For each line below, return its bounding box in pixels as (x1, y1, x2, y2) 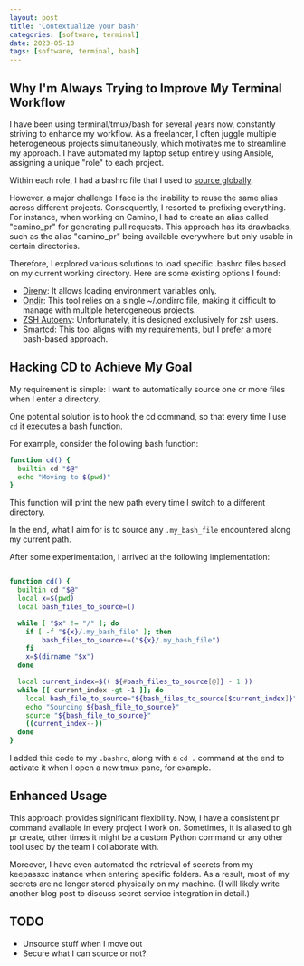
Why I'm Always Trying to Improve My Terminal (9, 81, 282, 96)
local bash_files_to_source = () (17, 602, 136, 612)
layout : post (9, 13, 59, 23)
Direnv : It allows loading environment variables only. (22, 285, 217, 295)
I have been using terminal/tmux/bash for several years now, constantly (9, 119, 276, 130)
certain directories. (9, 240, 81, 251)
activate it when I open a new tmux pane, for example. (9, 762, 212, 773)
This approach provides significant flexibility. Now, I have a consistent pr (9, 812, 280, 823)
